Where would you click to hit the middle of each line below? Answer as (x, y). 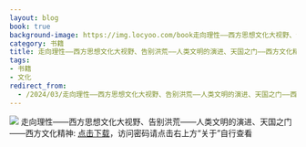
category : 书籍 (37, 43)
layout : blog (34, 18)
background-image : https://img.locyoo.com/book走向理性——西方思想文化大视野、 (153, 35)
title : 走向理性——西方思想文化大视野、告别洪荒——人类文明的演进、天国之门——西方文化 (151, 52)
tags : (20, 60)
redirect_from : (38, 86)
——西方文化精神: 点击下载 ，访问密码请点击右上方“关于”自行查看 (131, 132)
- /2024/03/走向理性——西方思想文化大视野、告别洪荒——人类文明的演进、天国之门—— (154, 94)
